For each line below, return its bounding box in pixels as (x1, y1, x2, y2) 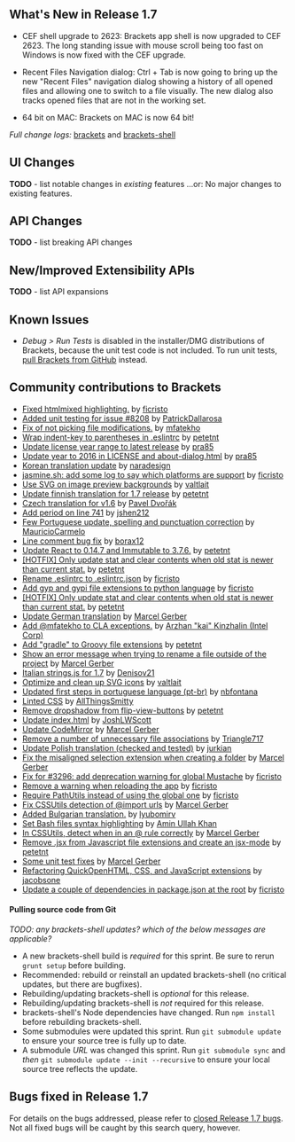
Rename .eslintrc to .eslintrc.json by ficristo (21, 573, 180, 583)
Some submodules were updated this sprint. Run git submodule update (21, 1026, 282, 1036)
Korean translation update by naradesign (21, 460, 171, 471)
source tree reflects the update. (21, 1064, 138, 1075)
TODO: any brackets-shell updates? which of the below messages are (9, 924, 266, 935)
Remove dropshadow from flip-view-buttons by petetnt (21, 705, 224, 716)
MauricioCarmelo (21, 526, 86, 536)
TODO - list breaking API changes (9, 237, 133, 247)
